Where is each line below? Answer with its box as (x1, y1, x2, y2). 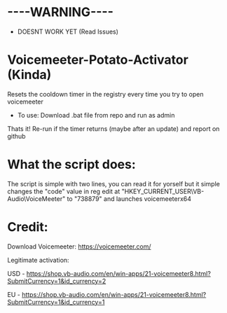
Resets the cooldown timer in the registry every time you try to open (7, 90, 204, 98)
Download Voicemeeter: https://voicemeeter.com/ (7, 242, 151, 251)
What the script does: (7, 157, 137, 172)
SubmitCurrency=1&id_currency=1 (7, 298, 105, 306)
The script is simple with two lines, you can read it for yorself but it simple (7, 179, 221, 188)
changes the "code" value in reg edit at (7, 187, 121, 195)
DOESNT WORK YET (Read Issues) (17, 27, 119, 36)
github (7, 132, 26, 140)
